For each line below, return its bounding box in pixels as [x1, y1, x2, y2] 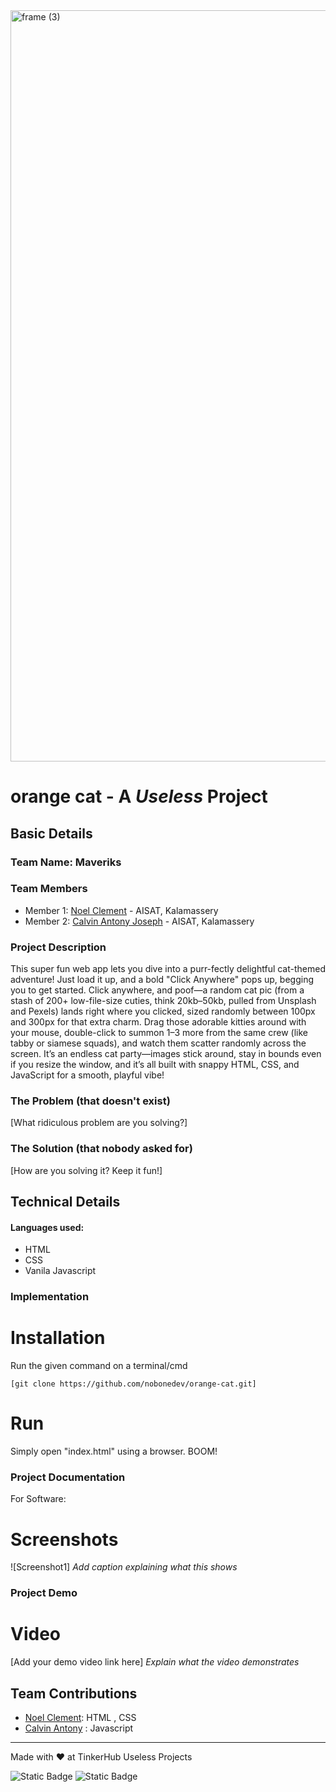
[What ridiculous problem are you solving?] [10, 1117, 188, 1129]
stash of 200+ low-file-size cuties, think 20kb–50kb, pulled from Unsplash [10, 995, 317, 1007]
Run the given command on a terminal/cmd [10, 1360, 188, 1372]
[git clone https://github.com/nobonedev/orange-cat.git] [10, 1379, 257, 1389]
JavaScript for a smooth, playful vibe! [10, 1069, 165, 1081]
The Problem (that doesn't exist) [10, 1094, 171, 1108]
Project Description [10, 940, 107, 954]
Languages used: [10, 1221, 85, 1233]
